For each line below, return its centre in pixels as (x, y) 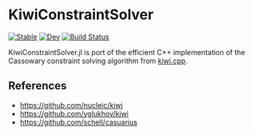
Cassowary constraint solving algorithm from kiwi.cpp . (98, 61)
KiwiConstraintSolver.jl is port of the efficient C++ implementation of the (127, 52)
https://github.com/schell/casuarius (79, 122)
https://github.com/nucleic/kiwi (71, 105)
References (38, 86)
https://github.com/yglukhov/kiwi (74, 113)
